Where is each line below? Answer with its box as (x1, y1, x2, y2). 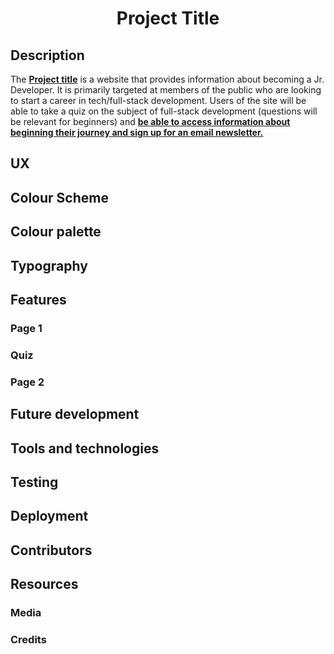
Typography (10, 257, 88, 274)
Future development (10, 406, 140, 423)
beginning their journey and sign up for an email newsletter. (10, 127, 264, 138)
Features (10, 291, 67, 308)
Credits (10, 632, 47, 646)
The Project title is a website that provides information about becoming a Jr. (10, 73, 325, 85)
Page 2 (10, 375, 45, 389)
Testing (10, 473, 59, 491)
